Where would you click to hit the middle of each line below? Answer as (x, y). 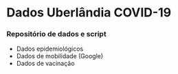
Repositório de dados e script (57, 34)
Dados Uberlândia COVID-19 (89, 13)
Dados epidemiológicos (50, 49)
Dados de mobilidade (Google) (60, 56)
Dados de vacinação (45, 64)
